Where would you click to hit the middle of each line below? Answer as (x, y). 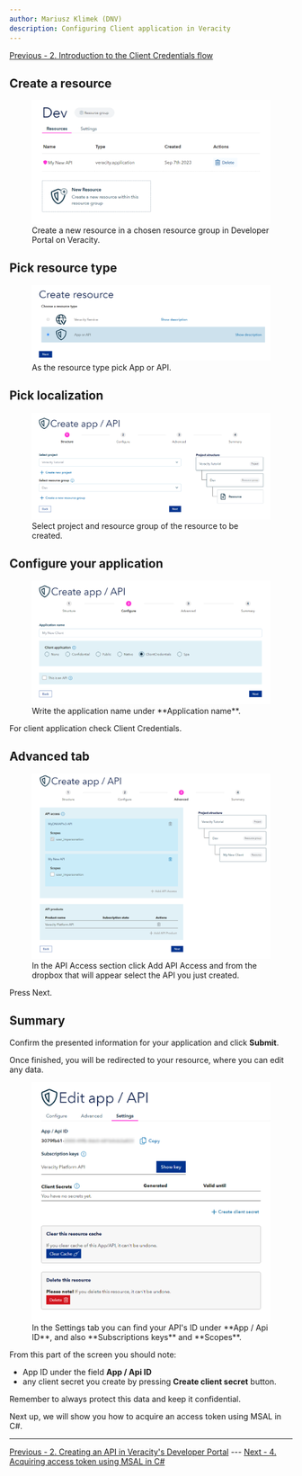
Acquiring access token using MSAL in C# (87, 1461)
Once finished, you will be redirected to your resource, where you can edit (147, 1060)
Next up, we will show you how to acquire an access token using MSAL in (145, 1416)
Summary (37, 1021)
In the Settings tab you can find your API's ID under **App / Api (150, 1328)
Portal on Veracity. (66, 239)
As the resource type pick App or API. (102, 367)
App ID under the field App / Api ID (87, 1372)
